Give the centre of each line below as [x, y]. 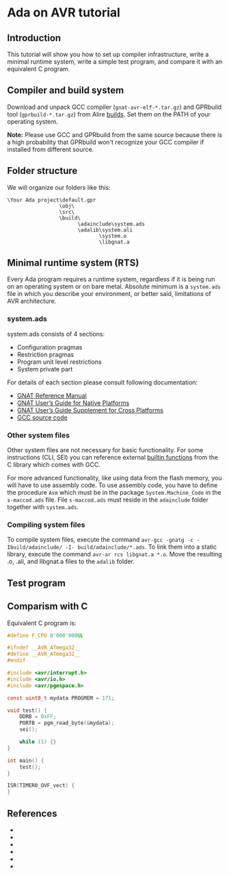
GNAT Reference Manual [52, 395]
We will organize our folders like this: [59, 187]
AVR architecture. [32, 301]
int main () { [26, 761]
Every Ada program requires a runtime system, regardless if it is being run [111, 280]
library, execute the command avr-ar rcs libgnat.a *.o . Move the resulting [114, 554]
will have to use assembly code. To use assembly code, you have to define [112, 485]
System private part [45, 369]
